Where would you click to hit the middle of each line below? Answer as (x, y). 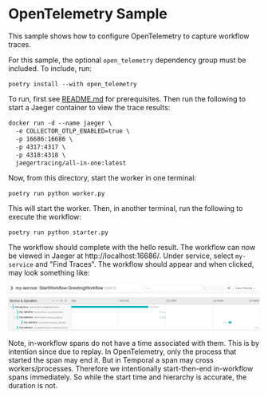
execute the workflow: (45, 216)
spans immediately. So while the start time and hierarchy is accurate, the (128, 377)
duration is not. (33, 385)
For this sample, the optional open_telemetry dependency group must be (127, 60)
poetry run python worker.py (57, 193)
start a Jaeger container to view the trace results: (89, 107)
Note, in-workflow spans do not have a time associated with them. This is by (134, 343)
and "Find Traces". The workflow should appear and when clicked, (145, 264)
